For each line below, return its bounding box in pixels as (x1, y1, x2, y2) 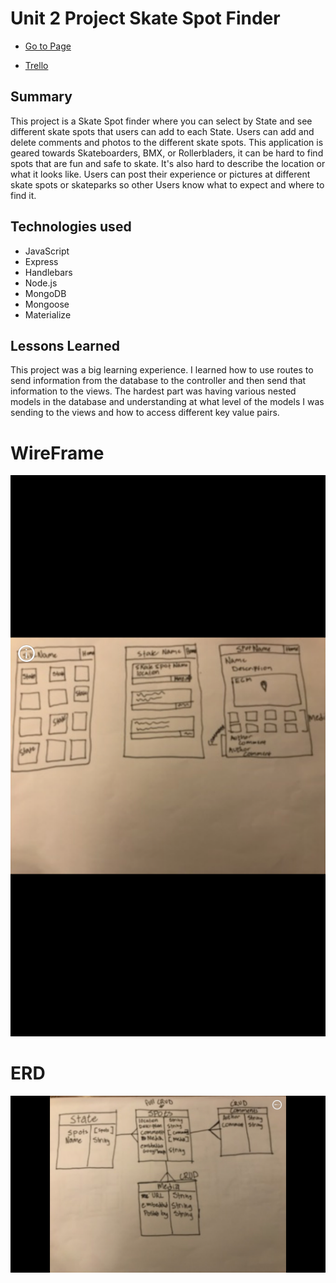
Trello (24, 59, 49, 71)
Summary (10, 88, 73, 106)
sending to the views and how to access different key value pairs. (10, 407, 280, 419)
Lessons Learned (10, 337, 120, 354)
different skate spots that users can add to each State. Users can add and (10, 125, 315, 137)
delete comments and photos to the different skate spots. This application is (10, 136, 324, 148)
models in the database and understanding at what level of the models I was (10, 396, 325, 408)
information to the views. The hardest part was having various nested (10, 385, 297, 397)
